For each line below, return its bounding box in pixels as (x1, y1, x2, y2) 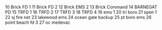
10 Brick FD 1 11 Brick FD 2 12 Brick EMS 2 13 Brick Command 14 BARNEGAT (5, 4, 158, 10)
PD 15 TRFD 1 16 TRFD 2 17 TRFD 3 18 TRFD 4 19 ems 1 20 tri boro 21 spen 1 (5, 9, 157, 15)
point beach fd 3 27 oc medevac (5, 19, 71, 25)
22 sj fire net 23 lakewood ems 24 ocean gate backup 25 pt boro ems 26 (5, 15, 152, 20)
